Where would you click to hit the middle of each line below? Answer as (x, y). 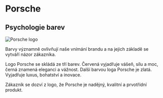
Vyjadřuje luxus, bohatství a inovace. (43, 75)
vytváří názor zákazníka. (31, 54)
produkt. (14, 90)
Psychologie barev (35, 27)
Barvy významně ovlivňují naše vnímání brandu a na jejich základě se (77, 49)
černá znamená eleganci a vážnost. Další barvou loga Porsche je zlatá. (78, 69)
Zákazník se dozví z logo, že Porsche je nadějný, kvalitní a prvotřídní (76, 84)
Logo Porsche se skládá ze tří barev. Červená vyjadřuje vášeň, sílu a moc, (82, 64)
